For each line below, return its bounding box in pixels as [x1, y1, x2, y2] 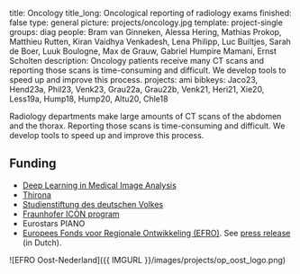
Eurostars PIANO [22, 217, 86, 228]
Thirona [22, 189, 52, 200]
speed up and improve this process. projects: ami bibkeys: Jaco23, [9, 75, 259, 84]
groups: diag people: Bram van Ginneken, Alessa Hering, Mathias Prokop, [9, 27, 282, 37]
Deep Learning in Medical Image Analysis [22, 180, 177, 190]
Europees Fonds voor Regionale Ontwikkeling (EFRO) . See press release [22, 227, 291, 238]
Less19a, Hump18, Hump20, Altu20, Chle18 [9, 93, 168, 104]
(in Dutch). [22, 237, 62, 248]
